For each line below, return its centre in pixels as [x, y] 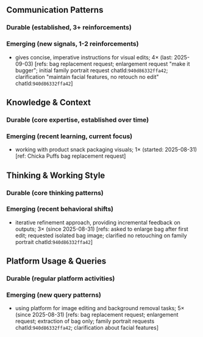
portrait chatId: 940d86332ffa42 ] [54, 242]
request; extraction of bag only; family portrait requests [85, 321]
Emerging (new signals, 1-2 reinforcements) [73, 44]
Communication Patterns [55, 10]
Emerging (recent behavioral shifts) [60, 209]
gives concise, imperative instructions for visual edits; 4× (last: [94, 57]
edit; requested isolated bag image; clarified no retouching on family [101, 235]
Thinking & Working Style [56, 175]
